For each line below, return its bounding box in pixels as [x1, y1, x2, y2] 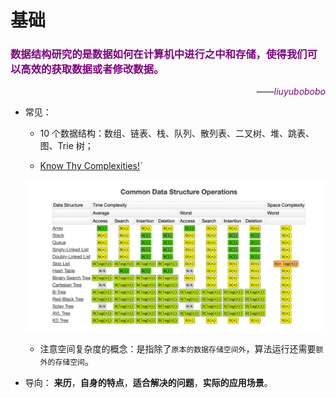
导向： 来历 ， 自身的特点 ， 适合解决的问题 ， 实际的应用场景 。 [24, 377, 273, 389]
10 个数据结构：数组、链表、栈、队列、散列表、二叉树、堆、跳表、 [39, 127, 315, 140]
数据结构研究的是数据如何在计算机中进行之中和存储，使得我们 [10, 47, 308, 61]
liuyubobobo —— [256, 86, 326, 98]
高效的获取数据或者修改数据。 [20, 62, 165, 76]
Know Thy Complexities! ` [39, 160, 143, 172]
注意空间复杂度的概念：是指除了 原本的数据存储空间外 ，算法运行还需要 [39, 343, 317, 355]
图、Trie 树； [39, 140, 94, 152]
